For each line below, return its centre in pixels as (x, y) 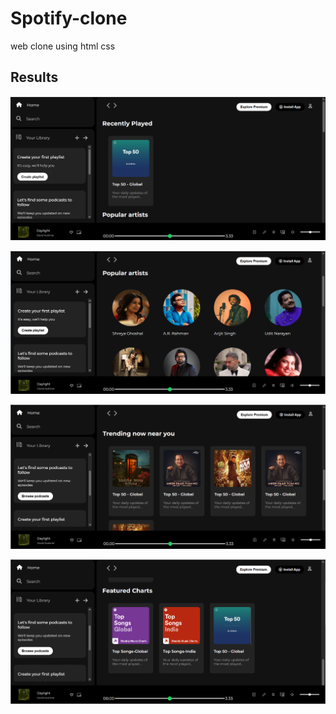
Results (34, 77)
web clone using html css (63, 46)
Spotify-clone (69, 18)
